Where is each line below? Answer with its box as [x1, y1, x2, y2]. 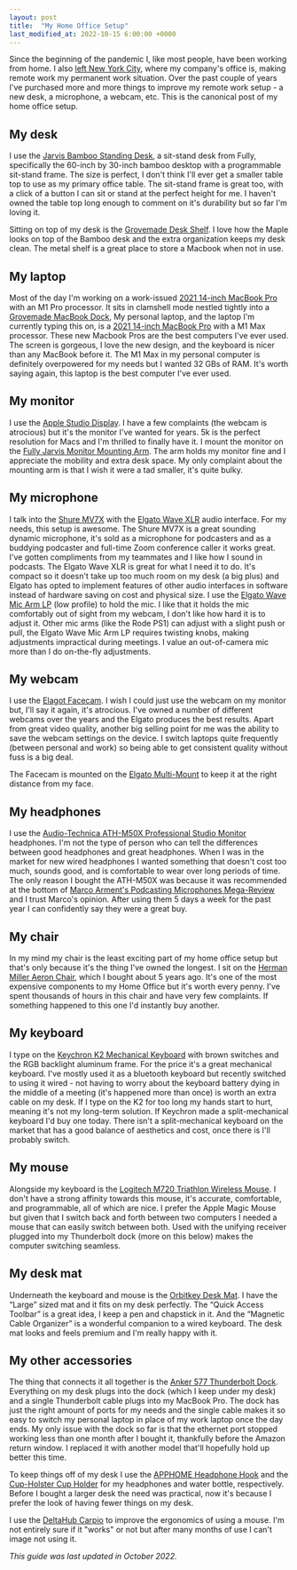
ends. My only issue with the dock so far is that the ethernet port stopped [9, 1423, 277, 1435]
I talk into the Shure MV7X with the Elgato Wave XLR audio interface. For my [9, 514, 286, 524]
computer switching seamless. [9, 1240, 121, 1251]
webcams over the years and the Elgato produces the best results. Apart [9, 714, 275, 725]
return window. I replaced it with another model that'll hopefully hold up [9, 1443, 270, 1454]
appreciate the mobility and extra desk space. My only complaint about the [9, 455, 283, 466]
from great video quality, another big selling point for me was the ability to [9, 723, 279, 734]
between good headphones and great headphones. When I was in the [9, 847, 264, 857]
